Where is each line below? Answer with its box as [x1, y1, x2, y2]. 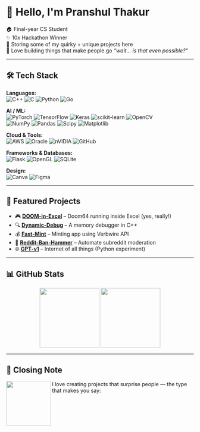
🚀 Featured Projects [6, 196, 81, 206]
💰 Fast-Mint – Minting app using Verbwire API [14, 230, 129, 237]
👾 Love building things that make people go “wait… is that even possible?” [6, 47, 189, 54]
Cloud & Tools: [6, 131, 43, 139]
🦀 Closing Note [6, 365, 62, 375]
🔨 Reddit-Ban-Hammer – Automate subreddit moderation [14, 239, 156, 246]
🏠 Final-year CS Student [6, 25, 68, 32]
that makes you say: [52, 387, 101, 395]
